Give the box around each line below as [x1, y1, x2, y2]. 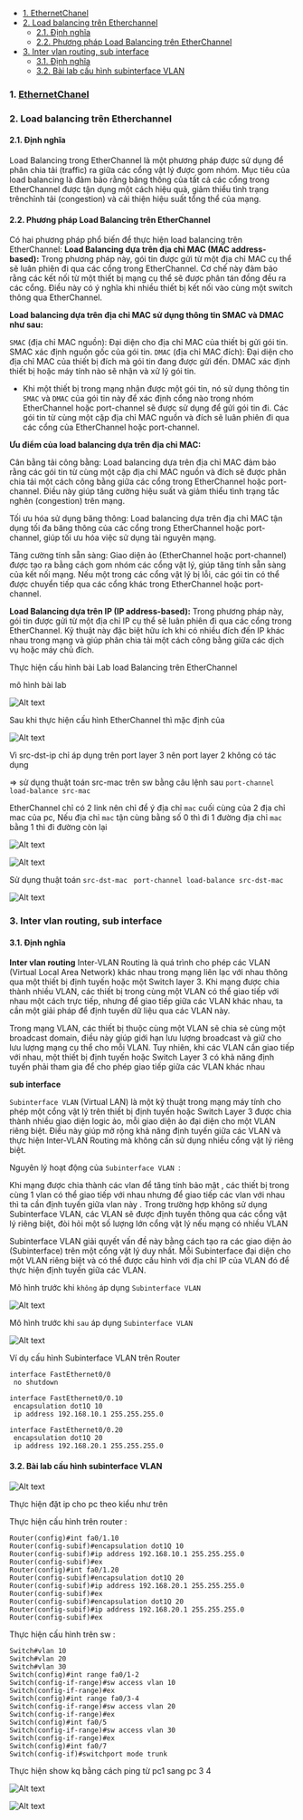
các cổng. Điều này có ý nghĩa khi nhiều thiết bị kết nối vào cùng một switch [9, 283, 294, 294]
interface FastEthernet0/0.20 [9, 1426, 124, 1435]
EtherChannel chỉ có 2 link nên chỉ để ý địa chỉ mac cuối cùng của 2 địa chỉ [9, 802, 286, 814]
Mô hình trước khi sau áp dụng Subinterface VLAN [9, 1318, 193, 1329]
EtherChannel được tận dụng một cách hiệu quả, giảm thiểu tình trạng [9, 184, 270, 195]
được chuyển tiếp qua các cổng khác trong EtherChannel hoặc [9, 579, 243, 590]
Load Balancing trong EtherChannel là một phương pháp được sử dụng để [9, 155, 284, 166]
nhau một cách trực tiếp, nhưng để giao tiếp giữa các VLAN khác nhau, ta [9, 996, 283, 1007]
